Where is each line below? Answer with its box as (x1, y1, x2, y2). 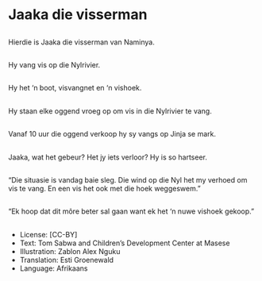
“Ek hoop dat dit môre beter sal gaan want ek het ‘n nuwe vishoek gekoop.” (8, 206, 255, 216)
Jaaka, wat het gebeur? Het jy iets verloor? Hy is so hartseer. (8, 152, 208, 162)
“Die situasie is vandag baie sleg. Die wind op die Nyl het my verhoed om (8, 175, 248, 184)
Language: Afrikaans (19, 264, 88, 273)
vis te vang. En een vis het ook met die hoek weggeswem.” (8, 183, 201, 193)
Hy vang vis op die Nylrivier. (8, 60, 101, 69)
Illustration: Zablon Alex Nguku (19, 246, 121, 256)
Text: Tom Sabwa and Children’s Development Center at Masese (19, 238, 230, 248)
